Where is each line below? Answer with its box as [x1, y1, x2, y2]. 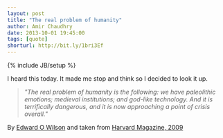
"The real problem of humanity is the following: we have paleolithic [24, 88, 216, 96]
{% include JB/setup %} [7, 61, 76, 69]
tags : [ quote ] [7, 36, 48, 43]
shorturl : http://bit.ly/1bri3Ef [7, 42, 104, 49]
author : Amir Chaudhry [7, 23, 73, 30]
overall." [24, 110, 48, 118]
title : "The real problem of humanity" [7, 17, 123, 23]
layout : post [7, 10, 45, 17]
